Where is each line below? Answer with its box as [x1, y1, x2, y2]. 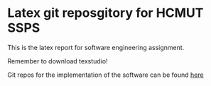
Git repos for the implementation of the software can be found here [7, 70, 204, 79]
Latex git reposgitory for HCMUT [7, 5, 204, 21]
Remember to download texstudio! [7, 56, 108, 65]
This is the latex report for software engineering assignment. [7, 43, 185, 51]
